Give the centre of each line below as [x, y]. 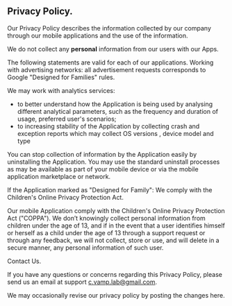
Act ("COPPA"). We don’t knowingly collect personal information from [107, 218]
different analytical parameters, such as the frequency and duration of [118, 111]
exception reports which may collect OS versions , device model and [115, 133]
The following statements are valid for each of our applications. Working [110, 62]
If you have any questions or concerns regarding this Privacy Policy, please [115, 274]
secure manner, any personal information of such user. [85, 247]
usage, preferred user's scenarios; [67, 119]
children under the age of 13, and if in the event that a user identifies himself [116, 226]
